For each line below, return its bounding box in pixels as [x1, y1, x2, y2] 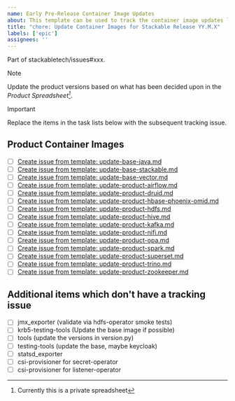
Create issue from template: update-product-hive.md [17, 213, 171, 221]
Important [7, 104, 36, 113]
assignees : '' [7, 36, 49, 43]
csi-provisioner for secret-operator [17, 358, 119, 366]
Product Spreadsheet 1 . [7, 90, 73, 99]
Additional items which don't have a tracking [7, 288, 206, 300]
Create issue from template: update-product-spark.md [17, 244, 175, 253]
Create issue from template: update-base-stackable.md [17, 165, 178, 174]
